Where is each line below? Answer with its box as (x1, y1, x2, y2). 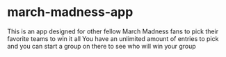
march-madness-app (7, 4, 134, 20)
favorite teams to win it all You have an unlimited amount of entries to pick (7, 34, 219, 42)
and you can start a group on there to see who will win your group (7, 42, 196, 50)
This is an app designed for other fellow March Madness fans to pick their (7, 27, 219, 35)
